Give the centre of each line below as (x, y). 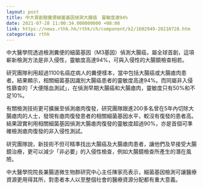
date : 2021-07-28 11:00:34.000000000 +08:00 (63, 23)
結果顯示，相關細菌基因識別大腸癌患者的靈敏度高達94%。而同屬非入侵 (105, 81)
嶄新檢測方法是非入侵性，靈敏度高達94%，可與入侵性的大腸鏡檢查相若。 (97, 60)
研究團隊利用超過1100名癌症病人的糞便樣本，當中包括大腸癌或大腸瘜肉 (94, 73)
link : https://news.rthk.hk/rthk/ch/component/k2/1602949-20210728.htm (98, 29)
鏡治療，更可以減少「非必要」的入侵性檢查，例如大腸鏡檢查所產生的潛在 (96, 151)
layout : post (23, 12)
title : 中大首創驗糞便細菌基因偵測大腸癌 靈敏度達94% (67, 18)
